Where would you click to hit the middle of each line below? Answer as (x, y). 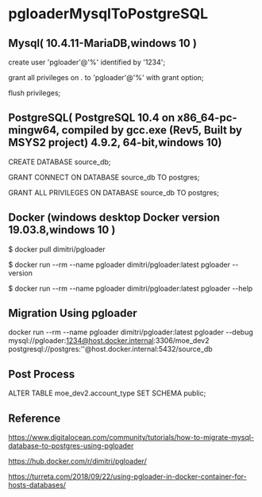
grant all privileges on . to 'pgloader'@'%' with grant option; (106, 77)
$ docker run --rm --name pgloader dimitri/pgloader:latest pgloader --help (131, 288)
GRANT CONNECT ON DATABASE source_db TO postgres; (104, 177)
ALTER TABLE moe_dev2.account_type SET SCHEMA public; (107, 393)
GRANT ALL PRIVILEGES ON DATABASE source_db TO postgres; (114, 192)
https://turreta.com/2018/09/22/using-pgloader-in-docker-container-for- (128, 476)
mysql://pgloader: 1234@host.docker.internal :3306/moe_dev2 (109, 341)
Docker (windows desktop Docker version (114, 218)
